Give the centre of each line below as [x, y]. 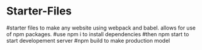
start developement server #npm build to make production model [88, 40]
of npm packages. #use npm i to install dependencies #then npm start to [98, 34]
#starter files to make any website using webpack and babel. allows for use [101, 28]
